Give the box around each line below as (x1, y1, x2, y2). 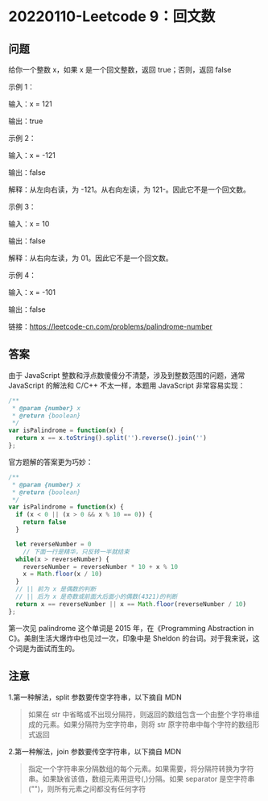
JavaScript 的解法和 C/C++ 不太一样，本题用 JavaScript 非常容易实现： (8, 380, 245, 390)
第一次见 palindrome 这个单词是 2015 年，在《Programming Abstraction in (8, 623, 254, 633)
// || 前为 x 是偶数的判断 (15, 585, 97, 593)
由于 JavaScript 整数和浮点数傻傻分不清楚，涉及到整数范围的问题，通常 (8, 370, 245, 380)
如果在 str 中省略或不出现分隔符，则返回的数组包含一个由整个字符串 (27, 709, 253, 719)
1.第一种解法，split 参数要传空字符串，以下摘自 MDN (8, 692, 183, 702)
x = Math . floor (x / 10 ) (23, 570, 103, 579)
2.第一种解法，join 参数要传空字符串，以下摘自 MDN (8, 746, 182, 756)
